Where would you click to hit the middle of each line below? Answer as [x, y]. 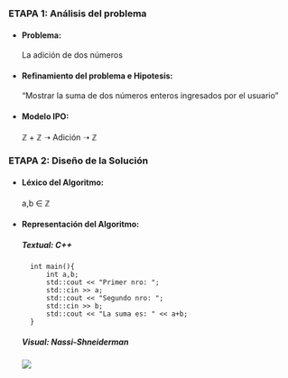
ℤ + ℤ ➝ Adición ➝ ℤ [59, 137]
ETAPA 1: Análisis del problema [78, 14]
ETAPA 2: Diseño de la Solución [79, 161]
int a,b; [62, 275]
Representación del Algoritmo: [80, 225]
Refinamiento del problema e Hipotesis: [97, 76]
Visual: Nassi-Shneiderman [75, 342]
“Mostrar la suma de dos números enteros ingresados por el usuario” [150, 96]
